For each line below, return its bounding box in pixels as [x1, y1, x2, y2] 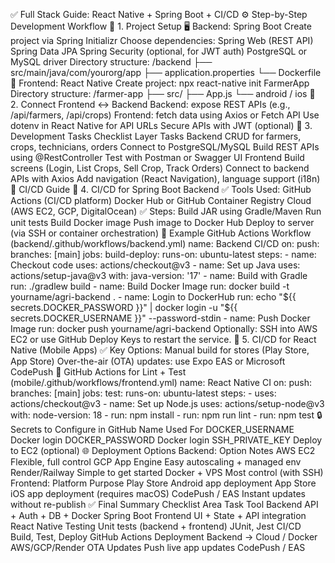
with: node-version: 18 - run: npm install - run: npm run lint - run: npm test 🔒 [10, 409, 323, 421]
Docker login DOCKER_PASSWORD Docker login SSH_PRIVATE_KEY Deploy [10, 434, 323, 446]
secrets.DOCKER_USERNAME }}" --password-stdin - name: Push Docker [10, 312, 311, 324]
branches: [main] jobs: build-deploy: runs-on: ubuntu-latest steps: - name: [10, 249, 317, 260]
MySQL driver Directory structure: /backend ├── [10, 56, 213, 68]
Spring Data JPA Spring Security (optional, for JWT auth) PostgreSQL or [10, 45, 308, 57]
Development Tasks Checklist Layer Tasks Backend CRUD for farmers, [10, 130, 302, 142]
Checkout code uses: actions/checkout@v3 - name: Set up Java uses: [10, 259, 301, 271]
